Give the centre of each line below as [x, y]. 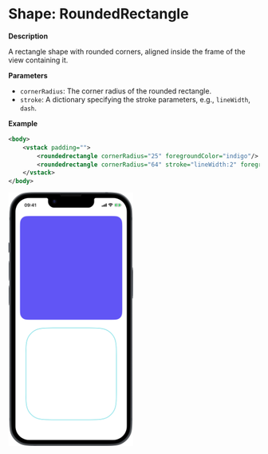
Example [23, 123]
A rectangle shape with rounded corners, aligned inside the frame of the [127, 51]
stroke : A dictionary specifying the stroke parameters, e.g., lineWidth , [135, 99]
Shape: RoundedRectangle [99, 14]
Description [28, 36]
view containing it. [38, 60]
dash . [28, 108]
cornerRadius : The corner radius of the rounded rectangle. [116, 91]
